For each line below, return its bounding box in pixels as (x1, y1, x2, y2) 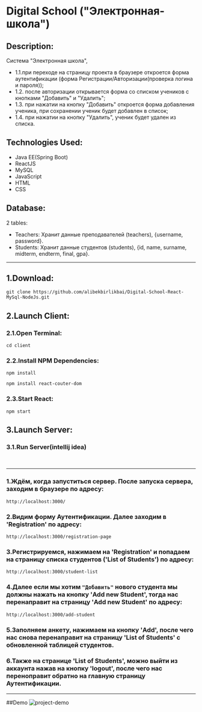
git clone (6, 289, 31, 295)
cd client (6, 343, 31, 349)
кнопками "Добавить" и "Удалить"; (14, 95, 106, 101)
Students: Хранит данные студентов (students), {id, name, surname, (14, 243, 187, 251)
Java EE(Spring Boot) (14, 153, 68, 161)
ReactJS (14, 160, 36, 167)
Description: (6, 41, 54, 51)
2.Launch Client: (6, 311, 70, 321)
